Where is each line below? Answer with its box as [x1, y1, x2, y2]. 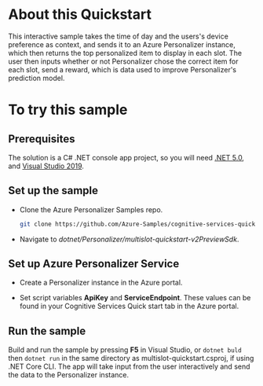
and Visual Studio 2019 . [8, 161, 85, 171]
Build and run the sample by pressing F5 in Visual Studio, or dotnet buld [8, 345, 242, 355]
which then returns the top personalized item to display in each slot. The [8, 48, 242, 57]
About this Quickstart [8, 6, 152, 24]
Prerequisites [8, 132, 75, 145]
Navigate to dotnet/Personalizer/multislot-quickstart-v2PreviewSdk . [19, 234, 239, 244]
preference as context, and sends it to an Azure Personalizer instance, [8, 39, 236, 49]
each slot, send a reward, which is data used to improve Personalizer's [8, 64, 237, 74]
